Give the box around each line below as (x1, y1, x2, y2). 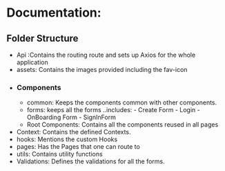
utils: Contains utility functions (16, 150, 103, 159)
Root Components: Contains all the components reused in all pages (26, 120, 219, 129)
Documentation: (6, 5, 101, 21)
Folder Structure (6, 33, 79, 44)
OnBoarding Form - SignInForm (26, 113, 117, 122)
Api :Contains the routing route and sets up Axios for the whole (16, 51, 196, 59)
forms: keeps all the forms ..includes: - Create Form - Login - (26, 106, 201, 114)
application (16, 58, 49, 66)
